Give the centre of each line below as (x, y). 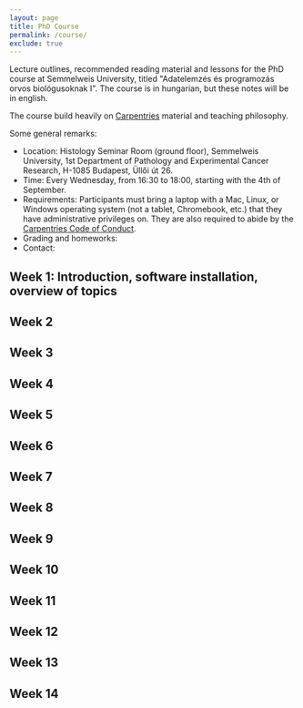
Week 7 (31, 476)
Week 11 (33, 601)
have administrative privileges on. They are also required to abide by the (158, 219)
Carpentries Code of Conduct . (79, 229)
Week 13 (34, 663)
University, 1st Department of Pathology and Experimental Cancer (146, 161)
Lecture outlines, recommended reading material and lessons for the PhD (146, 69)
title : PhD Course (44, 26)
